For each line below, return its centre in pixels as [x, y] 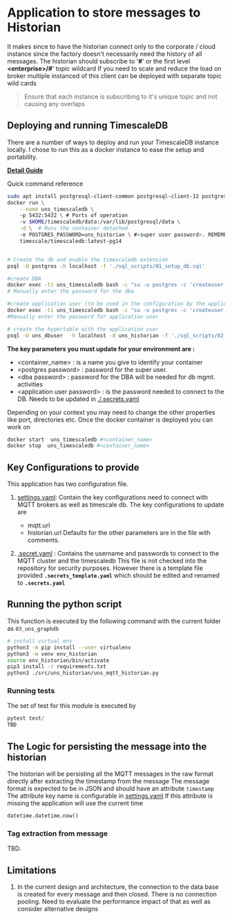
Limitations [32, 870]
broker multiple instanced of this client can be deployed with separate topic [115, 76]
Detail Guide [25, 170]
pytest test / [26, 718]
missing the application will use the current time [75, 803]
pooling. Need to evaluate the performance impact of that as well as [114, 901]
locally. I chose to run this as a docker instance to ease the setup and [106, 149]
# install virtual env [40, 641]
